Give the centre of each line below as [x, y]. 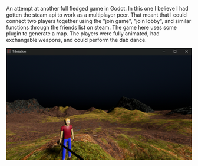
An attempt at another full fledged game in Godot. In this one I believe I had [97, 9]
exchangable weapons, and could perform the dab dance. [77, 40]
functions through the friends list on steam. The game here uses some [92, 27]
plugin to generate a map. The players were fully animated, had [83, 34]
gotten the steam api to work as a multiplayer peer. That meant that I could [97, 15]
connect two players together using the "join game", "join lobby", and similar [99, 21]
